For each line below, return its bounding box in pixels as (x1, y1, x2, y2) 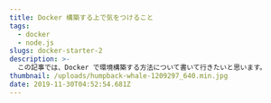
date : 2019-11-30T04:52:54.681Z (9, 80, 131, 89)
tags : (9, 21, 30, 30)
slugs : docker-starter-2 (9, 47, 103, 56)
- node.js (17, 38, 54, 47)
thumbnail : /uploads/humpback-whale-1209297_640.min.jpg (9, 72, 229, 81)
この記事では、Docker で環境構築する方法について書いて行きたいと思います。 (17, 64, 266, 73)
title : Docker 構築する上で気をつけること (9, 13, 154, 22)
